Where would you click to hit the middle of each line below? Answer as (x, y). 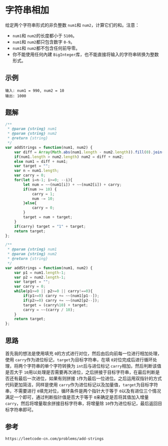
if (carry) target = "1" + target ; (50, 226)
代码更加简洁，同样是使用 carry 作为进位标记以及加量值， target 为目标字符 (82, 385)
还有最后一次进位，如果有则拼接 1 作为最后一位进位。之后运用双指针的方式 (86, 378)
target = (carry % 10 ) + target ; (56, 305)
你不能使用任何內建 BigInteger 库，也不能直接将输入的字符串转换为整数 (85, 54)
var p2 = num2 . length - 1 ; (40, 277)
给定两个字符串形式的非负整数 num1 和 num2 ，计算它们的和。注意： (72, 25)
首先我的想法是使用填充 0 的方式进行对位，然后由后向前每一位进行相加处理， (84, 353)
